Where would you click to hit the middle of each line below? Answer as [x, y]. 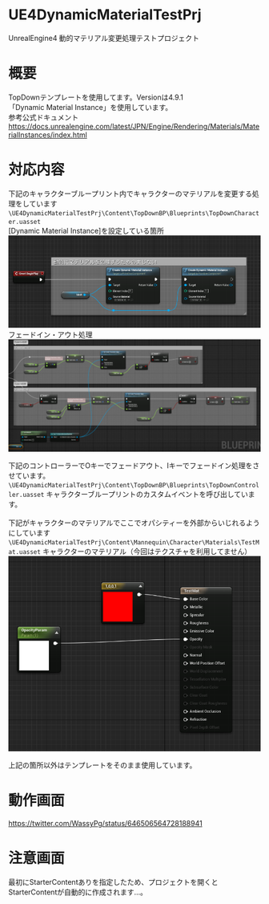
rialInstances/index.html [48, 135]
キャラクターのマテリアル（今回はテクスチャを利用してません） [147, 551]
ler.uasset [26, 495]
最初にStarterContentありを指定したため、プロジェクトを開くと [113, 882]
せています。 [29, 475]
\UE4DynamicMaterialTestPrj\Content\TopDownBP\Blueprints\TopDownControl [134, 485]
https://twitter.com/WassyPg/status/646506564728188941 [105, 824]
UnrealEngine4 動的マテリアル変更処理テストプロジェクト [104, 38]
